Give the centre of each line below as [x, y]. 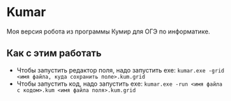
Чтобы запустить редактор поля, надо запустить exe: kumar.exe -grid [120, 70]
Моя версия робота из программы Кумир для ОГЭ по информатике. [109, 31]
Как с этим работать [54, 53]
